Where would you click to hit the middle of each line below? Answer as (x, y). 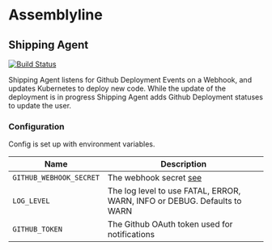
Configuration (36, 126)
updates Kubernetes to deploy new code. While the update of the (117, 88)
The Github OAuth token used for (170, 224)
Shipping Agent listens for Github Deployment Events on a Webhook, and (130, 80)
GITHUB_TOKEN (38, 229)
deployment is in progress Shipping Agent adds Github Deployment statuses (136, 97)
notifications (131, 235)
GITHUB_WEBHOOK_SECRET (56, 178)
